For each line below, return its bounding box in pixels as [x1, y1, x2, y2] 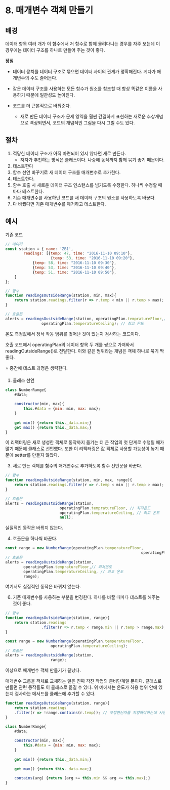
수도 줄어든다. [30, 75, 58, 81]
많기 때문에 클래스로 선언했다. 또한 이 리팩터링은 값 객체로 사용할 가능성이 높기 [5, 446, 159, 452]
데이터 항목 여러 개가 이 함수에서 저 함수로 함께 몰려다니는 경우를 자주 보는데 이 [5, 41, 160, 47]
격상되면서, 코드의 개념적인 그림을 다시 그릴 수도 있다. [29, 120, 135, 125]
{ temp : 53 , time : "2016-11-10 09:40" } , [32, 265, 116, 270]
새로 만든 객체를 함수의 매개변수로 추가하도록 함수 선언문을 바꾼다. [12, 463, 143, 469]
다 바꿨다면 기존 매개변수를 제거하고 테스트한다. [12, 201, 106, 207]
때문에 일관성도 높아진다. [26, 92, 75, 98]
